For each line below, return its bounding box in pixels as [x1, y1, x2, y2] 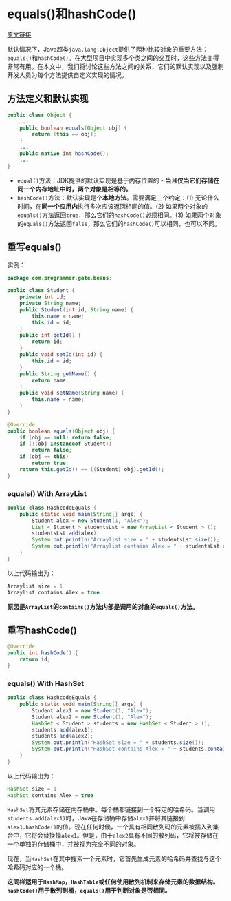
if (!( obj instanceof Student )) [19, 440, 112, 448]
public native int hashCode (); [19, 150, 109, 157]
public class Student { [7, 287, 76, 294]
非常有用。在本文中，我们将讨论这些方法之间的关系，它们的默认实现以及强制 [7, 62, 224, 70]
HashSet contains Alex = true [7, 791, 94, 799]
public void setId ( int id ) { [19, 351, 103, 358]
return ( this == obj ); [32, 131, 97, 138]
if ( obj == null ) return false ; [19, 434, 112, 441]
